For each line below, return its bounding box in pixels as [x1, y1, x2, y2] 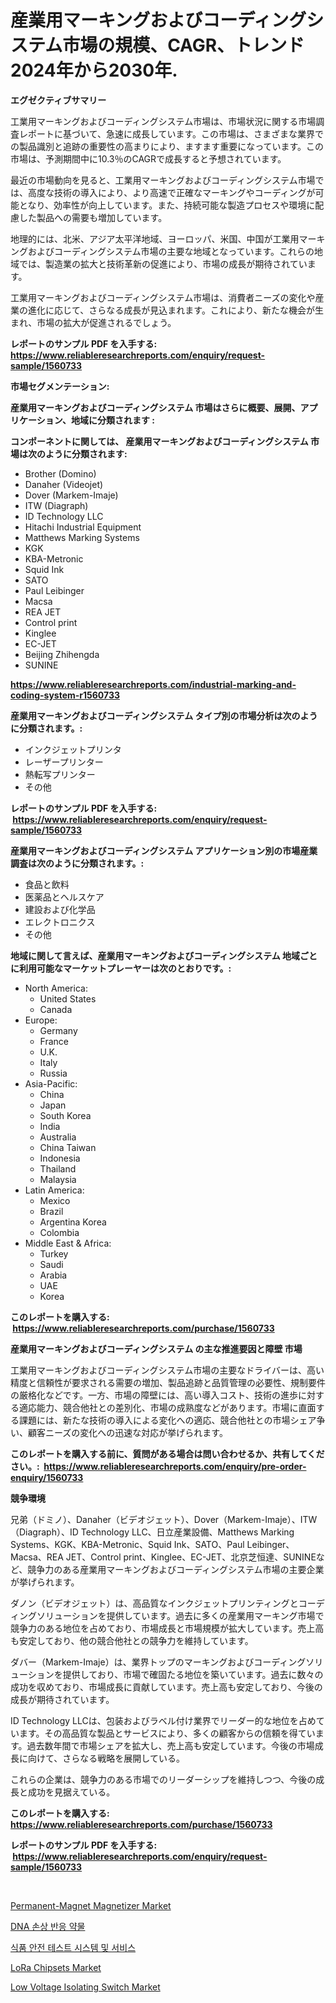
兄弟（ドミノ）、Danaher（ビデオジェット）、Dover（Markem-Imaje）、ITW [10, 1513, 318, 1525]
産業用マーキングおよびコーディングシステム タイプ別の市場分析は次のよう [10, 709, 318, 721]
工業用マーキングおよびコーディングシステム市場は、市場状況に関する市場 [10, 115, 317, 127]
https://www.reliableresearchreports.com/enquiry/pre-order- [43, 1460, 307, 1472]
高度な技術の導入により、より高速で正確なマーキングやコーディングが [27, 186, 316, 198]
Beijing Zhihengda [24, 648, 100, 660]
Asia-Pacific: [24, 1077, 78, 1090]
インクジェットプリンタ [24, 743, 122, 755]
